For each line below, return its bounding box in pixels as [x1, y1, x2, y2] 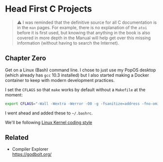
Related [5, 133, 29, 142]
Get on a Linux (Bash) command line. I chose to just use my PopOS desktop [5, 67, 156, 73]
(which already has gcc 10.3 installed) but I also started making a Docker [5, 72, 149, 78]
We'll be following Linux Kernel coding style [5, 119, 92, 125]
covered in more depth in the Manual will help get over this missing [16, 35, 151, 41]
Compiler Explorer [12, 146, 49, 152]
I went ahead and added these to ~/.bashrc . [5, 110, 93, 116]
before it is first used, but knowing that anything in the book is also [16, 30, 150, 35]
